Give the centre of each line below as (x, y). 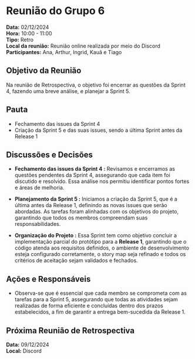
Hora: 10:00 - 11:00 (29, 33)
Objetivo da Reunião (44, 71)
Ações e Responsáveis (48, 279)
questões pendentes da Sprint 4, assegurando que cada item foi (92, 175)
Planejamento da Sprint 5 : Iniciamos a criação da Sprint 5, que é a (96, 199)
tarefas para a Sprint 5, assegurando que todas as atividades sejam (96, 300)
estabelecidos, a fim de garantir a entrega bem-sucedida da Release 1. (100, 312)
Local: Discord (24, 351)
